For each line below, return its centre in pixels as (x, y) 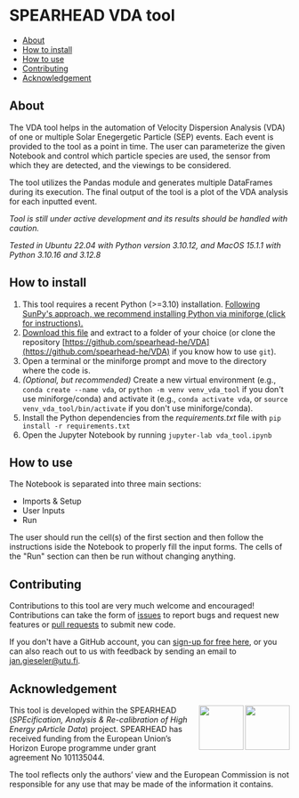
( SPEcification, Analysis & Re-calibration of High (98, 720)
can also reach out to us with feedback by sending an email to (123, 651)
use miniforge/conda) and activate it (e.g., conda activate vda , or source (155, 399)
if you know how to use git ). (224, 351)
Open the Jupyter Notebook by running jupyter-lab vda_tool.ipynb (147, 435)
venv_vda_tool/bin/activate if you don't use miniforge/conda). (137, 408)
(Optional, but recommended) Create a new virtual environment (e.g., (149, 380)
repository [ (43, 342)
